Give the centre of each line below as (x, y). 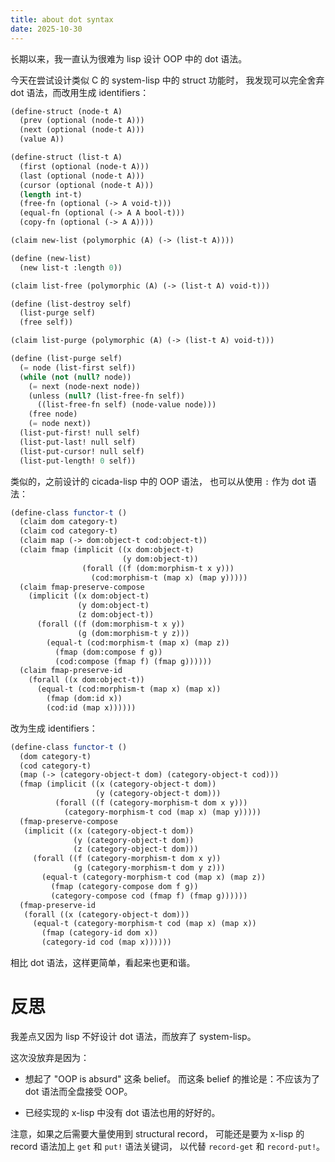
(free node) (53, 414)
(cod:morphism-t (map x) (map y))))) (169, 577)
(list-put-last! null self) (78, 442)
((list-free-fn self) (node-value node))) (126, 405)
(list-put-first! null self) (80, 433)
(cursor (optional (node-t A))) (87, 185)
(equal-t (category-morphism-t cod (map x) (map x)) (144, 924)
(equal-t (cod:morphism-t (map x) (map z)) (138, 642)
